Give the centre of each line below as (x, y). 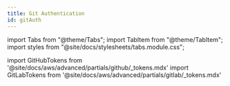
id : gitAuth (24, 20)
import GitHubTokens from (45, 60)
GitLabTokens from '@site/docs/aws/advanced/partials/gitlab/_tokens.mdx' (114, 75)
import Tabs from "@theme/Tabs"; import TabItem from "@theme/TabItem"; (115, 39)
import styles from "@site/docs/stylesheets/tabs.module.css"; (96, 47)
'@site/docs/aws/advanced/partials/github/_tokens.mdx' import (98, 67)
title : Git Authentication (46, 13)
